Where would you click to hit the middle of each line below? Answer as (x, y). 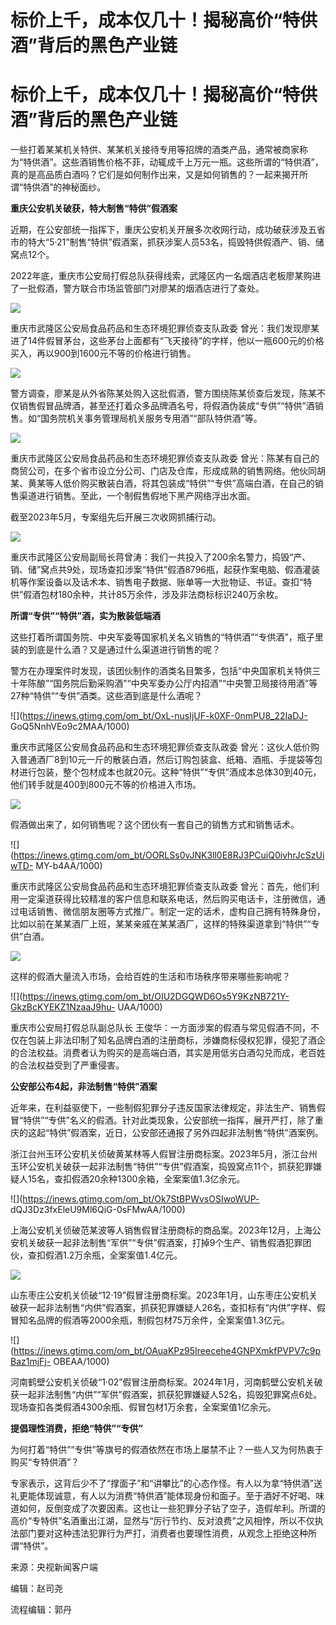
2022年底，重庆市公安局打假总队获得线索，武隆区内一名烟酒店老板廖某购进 (166, 276)
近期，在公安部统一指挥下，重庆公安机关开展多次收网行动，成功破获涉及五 (163, 230)
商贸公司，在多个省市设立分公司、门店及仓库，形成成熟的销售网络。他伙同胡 (168, 471)
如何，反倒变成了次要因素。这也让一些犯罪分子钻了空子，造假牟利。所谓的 (172, 1508)
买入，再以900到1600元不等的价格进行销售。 (103, 353)
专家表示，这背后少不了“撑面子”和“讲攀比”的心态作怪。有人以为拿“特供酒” (162, 1483)
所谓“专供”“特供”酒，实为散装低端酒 (86, 616)
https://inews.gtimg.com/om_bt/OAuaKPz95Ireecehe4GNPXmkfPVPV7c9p (167, 1351)
